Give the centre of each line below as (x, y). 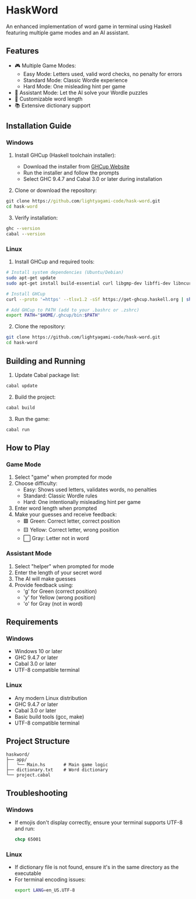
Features (22, 51)
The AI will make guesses (45, 579)
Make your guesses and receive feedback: (66, 514)
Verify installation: (36, 218)
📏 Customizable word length (48, 99)
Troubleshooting (37, 793)
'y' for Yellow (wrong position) (60, 597)
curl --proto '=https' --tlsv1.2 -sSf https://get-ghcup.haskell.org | (95, 299)
